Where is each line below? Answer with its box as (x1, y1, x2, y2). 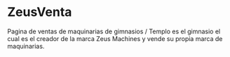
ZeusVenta (7, 4, 72, 20)
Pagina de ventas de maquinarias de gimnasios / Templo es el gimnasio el (7, 27, 221, 35)
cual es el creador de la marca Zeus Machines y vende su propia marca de (7, 34, 223, 42)
